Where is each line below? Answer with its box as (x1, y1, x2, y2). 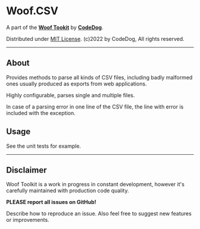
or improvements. (6, 217, 49, 224)
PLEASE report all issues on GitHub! (6, 199, 96, 206)
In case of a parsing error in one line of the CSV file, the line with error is (6, 103, 184, 110)
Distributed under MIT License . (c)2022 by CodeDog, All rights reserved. (6, 35, 185, 42)
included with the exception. (6, 109, 76, 116)
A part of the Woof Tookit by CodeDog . (6, 24, 104, 31)
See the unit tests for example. (6, 142, 82, 150)
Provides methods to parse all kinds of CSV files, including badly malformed (6, 74, 193, 81)
